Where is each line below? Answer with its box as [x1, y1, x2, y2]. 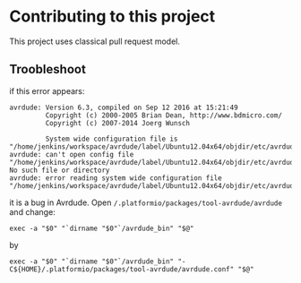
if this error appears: [9, 85, 85, 96]
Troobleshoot [9, 62, 87, 77]
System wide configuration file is [45, 134, 178, 143]
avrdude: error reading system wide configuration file [9, 173, 222, 183]
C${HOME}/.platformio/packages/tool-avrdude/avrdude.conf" [9, 264, 235, 274]
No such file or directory [9, 166, 110, 175]
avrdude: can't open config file [9, 150, 134, 159]
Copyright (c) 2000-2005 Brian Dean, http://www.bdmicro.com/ [45, 110, 282, 120]
